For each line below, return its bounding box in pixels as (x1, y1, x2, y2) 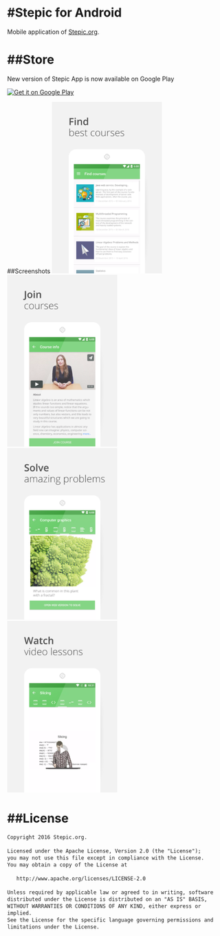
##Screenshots (7, 267, 51, 275)
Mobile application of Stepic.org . (7, 28, 100, 36)
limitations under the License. (7, 924, 100, 930)
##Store (7, 52, 55, 68)
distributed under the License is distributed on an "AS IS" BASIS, (7, 896, 208, 903)
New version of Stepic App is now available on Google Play (7, 74, 175, 83)
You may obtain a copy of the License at (7, 862, 128, 868)
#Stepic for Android (7, 5, 122, 21)
